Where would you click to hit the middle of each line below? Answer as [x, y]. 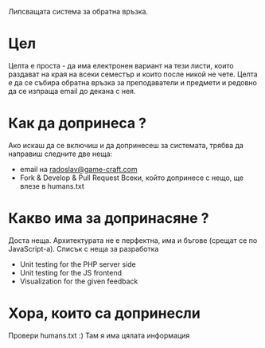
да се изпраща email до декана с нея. [72, 91]
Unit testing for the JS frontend [70, 272]
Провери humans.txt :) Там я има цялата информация [99, 335]
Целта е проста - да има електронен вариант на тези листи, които [121, 65]
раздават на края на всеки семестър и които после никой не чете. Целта [133, 74]
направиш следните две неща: [60, 154]
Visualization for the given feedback [79, 281]
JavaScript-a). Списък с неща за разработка [84, 248]
